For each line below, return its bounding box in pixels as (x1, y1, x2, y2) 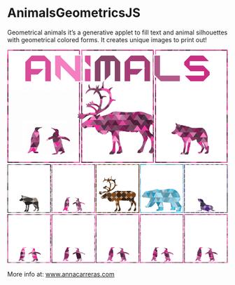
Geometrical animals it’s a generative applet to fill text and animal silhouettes (7, 28, 228, 37)
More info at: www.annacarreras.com (7, 270, 115, 279)
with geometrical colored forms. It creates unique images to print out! (7, 35, 208, 44)
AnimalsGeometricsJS (7, 5, 141, 21)
